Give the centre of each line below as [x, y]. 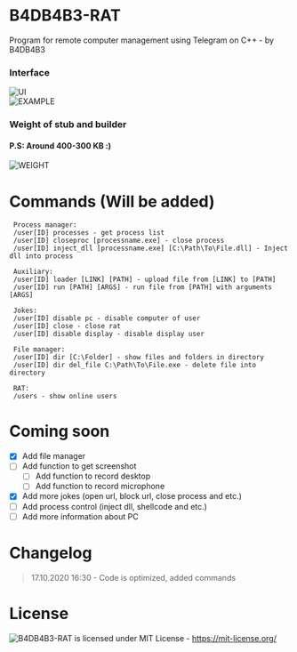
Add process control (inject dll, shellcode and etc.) [114, 506]
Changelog [51, 553]
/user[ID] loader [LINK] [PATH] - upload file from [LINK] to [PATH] [144, 280]
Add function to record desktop [93, 476]
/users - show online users [65, 397]
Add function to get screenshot [79, 466]
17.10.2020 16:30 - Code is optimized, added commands [133, 577]
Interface [30, 72]
